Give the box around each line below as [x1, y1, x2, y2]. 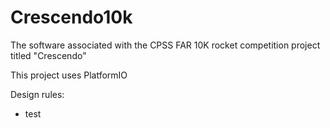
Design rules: [10, 88, 65, 100]
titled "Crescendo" [10, 49, 87, 61]
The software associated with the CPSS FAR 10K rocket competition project [10, 39, 321, 51]
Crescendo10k [10, 6, 133, 29]
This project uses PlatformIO [10, 69, 128, 81]
